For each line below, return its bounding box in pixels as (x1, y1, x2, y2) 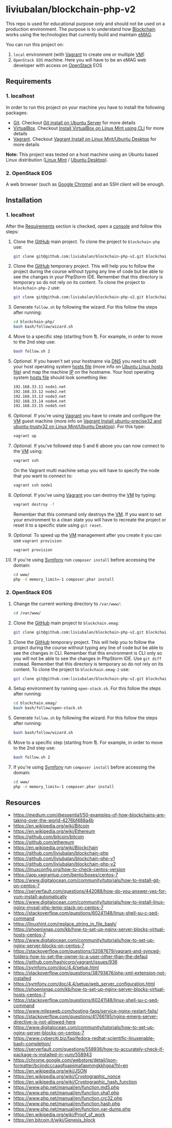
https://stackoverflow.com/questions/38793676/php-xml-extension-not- (13, 970, 166, 976)
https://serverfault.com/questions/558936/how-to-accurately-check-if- (13, 1046, 164, 1052)
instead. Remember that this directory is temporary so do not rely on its (13, 660, 163, 667)
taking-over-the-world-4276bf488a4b (13, 817, 94, 823)
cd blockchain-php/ (13, 319, 55, 325)
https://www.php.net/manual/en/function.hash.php (13, 1101, 120, 1107)
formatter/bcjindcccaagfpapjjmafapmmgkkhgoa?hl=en (13, 1062, 129, 1069)
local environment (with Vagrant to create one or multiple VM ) (13, 51, 145, 57)
